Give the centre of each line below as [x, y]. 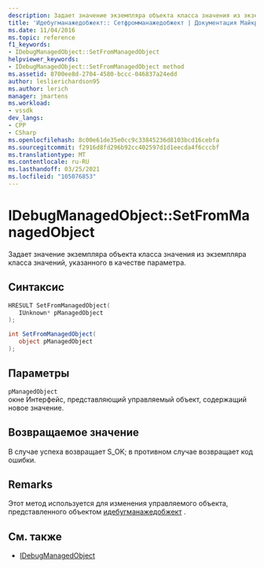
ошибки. [22, 460]
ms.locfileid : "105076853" [52, 177]
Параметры [39, 374]
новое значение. [36, 407]
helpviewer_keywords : [44, 60]
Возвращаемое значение [74, 433]
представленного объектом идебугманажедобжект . [97, 512]
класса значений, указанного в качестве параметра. [97, 262]
